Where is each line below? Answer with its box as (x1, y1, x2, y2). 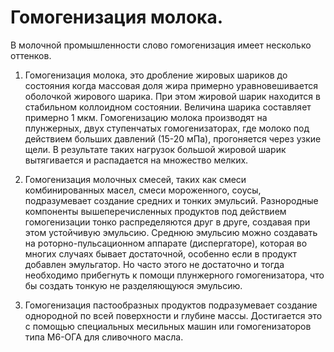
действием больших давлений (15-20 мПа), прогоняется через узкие (24, 132, 322, 145)
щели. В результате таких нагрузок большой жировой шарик (24, 143, 287, 155)
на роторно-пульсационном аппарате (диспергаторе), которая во (24, 237, 308, 249)
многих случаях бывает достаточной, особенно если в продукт (24, 247, 297, 260)
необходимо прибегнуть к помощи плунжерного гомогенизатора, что (24, 269, 325, 281)
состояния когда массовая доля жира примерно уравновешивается (24, 79, 318, 91)
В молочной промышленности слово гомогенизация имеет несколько (10, 39, 312, 51)
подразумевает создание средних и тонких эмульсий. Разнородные (24, 194, 319, 206)
